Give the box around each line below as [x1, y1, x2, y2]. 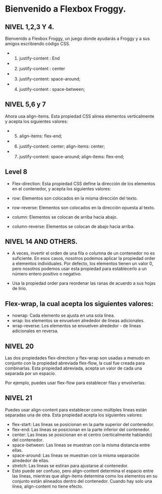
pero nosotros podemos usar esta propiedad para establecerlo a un [12, 266, 147, 272]
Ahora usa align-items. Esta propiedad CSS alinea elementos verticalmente [5, 113, 155, 119]
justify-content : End [19, 55, 60, 61]
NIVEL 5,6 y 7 [5, 101, 46, 109]
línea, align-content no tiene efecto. [12, 483, 84, 489]
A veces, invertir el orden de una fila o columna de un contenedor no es [12, 250, 155, 256]
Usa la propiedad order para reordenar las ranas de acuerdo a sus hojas [12, 280, 156, 286]
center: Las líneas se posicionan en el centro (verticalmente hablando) [12, 431, 152, 438]
